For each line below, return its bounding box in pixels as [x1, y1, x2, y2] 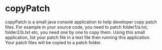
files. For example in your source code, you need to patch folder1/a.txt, [5, 24, 148, 30]
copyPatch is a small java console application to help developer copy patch [5, 19, 157, 25]
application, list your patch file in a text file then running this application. [5, 34, 151, 40]
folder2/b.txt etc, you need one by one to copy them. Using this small [5, 29, 145, 35]
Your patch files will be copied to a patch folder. [5, 39, 102, 45]
